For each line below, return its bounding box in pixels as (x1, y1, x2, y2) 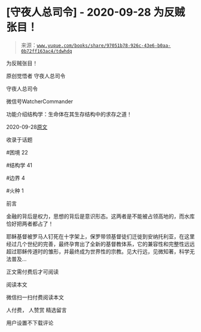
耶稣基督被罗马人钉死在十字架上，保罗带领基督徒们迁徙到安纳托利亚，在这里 (6, 232, 195, 240)
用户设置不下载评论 (6, 319, 54, 326)
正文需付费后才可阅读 (6, 268, 59, 275)
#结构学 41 (6, 161, 33, 169)
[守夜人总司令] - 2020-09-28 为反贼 (6, 5, 185, 19)
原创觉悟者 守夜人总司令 (6, 72, 66, 79)
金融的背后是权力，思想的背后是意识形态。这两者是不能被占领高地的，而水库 (6, 213, 195, 220)
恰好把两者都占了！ (6, 220, 54, 227)
